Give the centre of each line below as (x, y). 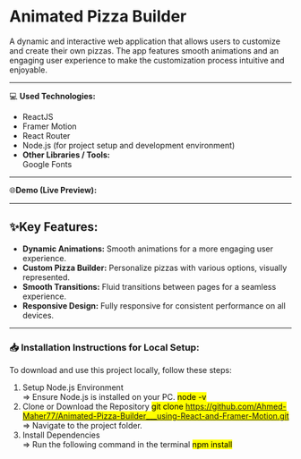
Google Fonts (47, 164)
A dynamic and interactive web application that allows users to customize (145, 41)
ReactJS (38, 116)
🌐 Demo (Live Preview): (53, 190)
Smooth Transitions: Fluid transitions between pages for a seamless (149, 286)
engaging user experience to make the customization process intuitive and (147, 60)
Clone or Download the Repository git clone (103, 407)
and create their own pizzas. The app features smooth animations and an (144, 50)
